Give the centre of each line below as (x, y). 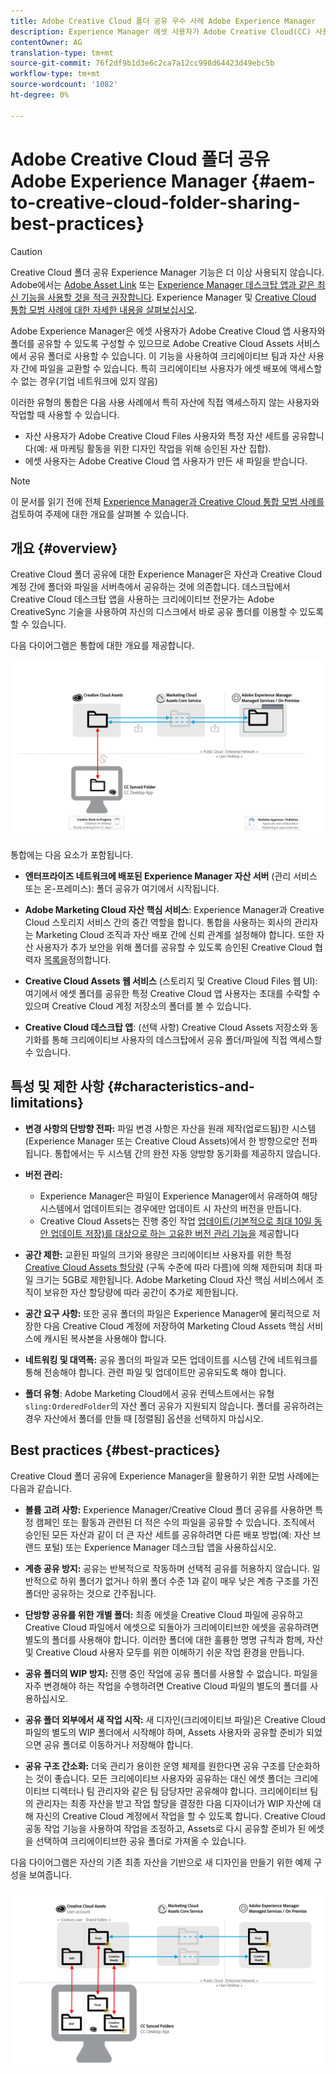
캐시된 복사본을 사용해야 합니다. (105, 1338)
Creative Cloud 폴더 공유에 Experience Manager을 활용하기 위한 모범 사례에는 (165, 1476)
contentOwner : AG (46, 42)
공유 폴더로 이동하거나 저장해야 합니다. (118, 1744)
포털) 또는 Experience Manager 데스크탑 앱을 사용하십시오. (160, 1547)
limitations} (47, 1103)
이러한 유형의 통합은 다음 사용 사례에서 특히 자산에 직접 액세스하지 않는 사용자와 (165, 402)
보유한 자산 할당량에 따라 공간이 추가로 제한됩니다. (141, 1292)
